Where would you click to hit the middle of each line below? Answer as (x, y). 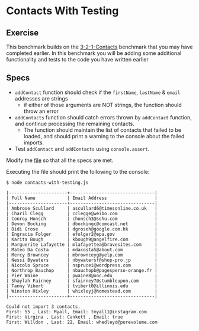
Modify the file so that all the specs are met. (60, 160)
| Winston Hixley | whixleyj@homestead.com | (82, 291)
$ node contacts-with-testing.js (47, 182)
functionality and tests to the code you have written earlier (78, 59)
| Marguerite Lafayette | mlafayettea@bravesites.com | (82, 244)
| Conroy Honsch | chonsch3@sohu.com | (82, 219)
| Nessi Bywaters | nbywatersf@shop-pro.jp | (82, 260)
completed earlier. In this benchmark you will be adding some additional (94, 53)
